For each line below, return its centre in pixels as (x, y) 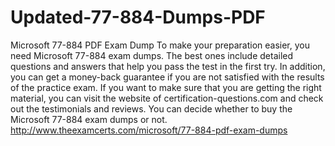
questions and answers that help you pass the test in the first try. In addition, (168, 66)
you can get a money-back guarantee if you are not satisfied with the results (167, 77)
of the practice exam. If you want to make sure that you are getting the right (166, 87)
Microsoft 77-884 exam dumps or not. (89, 119)
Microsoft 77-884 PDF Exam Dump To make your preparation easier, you (160, 45)
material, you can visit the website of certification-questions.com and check (167, 98)
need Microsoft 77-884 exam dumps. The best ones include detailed (152, 55)
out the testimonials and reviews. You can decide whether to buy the (151, 108)
